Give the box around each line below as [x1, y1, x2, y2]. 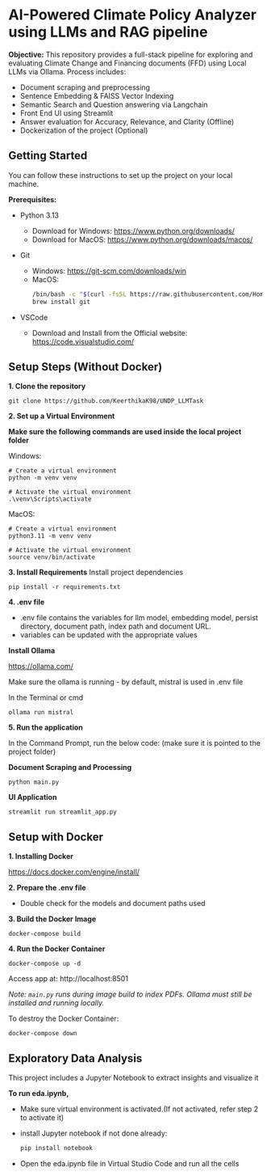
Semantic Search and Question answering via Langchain [19, 99, 208, 109]
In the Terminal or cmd [8, 693, 84, 703]
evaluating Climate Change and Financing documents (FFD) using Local [8, 58, 247, 68]
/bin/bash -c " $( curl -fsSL [31, 290, 127, 298]
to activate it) [19, 1112, 65, 1122]
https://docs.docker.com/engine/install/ [8, 867, 140, 877]
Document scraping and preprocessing [19, 82, 151, 92]
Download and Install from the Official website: [31, 328, 188, 337]
